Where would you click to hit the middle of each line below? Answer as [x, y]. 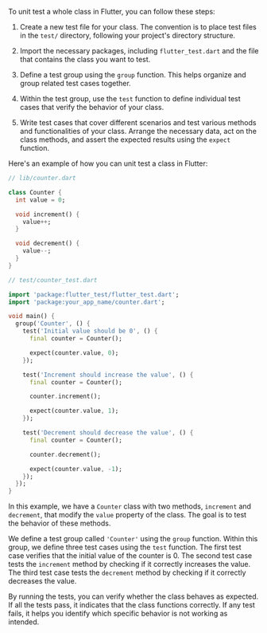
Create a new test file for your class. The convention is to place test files [138, 27]
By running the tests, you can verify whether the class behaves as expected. [133, 596]
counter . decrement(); [65, 454]
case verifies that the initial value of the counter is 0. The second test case [130, 556]
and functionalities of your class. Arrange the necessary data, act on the [138, 131]
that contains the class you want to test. [85, 59]
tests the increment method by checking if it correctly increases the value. [130, 564]
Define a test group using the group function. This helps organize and [133, 75]
